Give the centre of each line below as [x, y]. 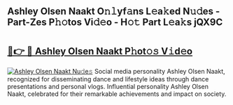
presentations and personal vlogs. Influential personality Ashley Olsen [108, 87]
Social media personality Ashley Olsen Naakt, [160, 71]
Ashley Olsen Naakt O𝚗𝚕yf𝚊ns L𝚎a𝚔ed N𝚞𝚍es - [114, 11]
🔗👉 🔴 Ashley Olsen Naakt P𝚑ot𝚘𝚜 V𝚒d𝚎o [100, 51]
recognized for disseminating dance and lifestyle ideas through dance [108, 79]
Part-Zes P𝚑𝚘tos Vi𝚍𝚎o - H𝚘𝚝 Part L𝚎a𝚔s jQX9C [115, 23]
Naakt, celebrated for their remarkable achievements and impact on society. [117, 94]
